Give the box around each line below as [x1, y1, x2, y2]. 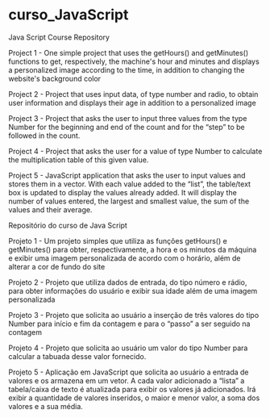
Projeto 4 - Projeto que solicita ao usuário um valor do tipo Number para [8, 343, 248, 353]
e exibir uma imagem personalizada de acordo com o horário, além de [8, 253, 241, 263]
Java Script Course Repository [8, 32, 110, 42]
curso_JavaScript [8, 6, 129, 24]
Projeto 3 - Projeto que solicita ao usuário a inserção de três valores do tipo [8, 310, 260, 320]
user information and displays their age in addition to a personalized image [8, 98, 256, 107]
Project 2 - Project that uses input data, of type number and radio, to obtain [8, 89, 259, 98]
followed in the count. [8, 131, 81, 140]
